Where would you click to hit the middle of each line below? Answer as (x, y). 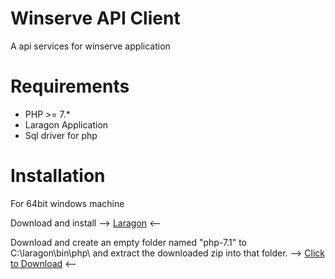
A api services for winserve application (90, 46)
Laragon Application (66, 124)
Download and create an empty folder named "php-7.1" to (128, 242)
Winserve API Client (95, 18)
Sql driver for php (61, 135)
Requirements (70, 86)
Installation (58, 176)
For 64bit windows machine (67, 203)
